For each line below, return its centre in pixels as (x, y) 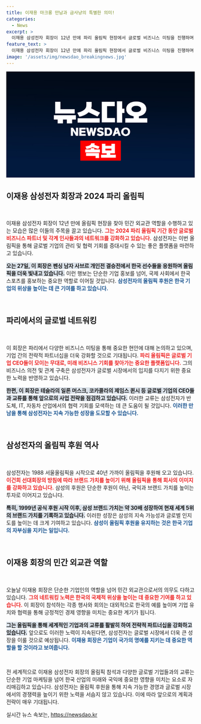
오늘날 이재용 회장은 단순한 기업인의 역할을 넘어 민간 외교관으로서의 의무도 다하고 (100, 590)
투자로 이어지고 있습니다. (35, 495)
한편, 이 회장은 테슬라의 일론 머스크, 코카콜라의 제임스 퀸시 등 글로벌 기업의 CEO (98, 390)
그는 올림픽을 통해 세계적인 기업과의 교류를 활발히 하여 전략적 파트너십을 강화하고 (99, 625)
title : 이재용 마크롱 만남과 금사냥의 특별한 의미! (60, 13)
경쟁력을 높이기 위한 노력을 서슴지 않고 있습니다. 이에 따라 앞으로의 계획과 (107, 694)
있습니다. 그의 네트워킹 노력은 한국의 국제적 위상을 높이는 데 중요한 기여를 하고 (96, 597)
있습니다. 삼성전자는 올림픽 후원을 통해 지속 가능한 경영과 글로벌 (106, 687)
